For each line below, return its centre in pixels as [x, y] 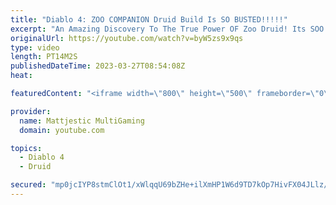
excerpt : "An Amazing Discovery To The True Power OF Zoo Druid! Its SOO [167, 29]
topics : [26, 148]
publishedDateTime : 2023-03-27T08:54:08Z [98, 66]
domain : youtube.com [62, 130]
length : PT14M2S [44, 57]
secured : [28, 185]
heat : [21, 76]
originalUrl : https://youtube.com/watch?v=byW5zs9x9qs [127, 38]
